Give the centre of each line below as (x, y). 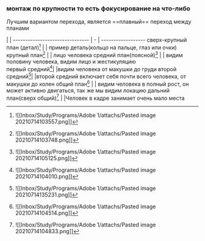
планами (18, 28)
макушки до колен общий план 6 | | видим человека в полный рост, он (98, 83)
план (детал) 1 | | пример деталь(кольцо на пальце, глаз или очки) (92, 47)
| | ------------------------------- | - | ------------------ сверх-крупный (97, 40)
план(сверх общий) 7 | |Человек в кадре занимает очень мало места (95, 97)
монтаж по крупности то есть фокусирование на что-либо (99, 9)
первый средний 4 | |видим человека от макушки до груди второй (92, 68)
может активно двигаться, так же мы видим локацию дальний (88, 90)
